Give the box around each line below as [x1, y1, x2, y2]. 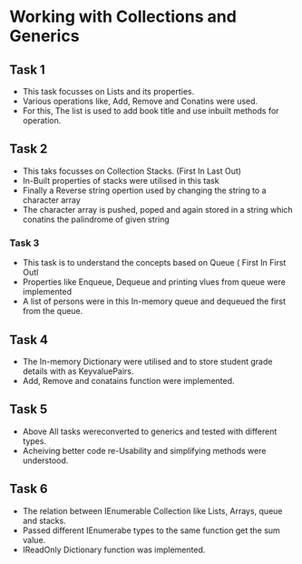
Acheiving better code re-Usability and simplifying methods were [22, 445, 267, 456]
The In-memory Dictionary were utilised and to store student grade [22, 356, 273, 367]
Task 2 [9, 141, 48, 156]
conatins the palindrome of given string [22, 214, 170, 225]
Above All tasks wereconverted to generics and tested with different [22, 426, 278, 437]
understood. [22, 455, 69, 466]
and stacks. [22, 515, 66, 526]
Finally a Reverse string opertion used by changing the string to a [22, 185, 267, 196]
